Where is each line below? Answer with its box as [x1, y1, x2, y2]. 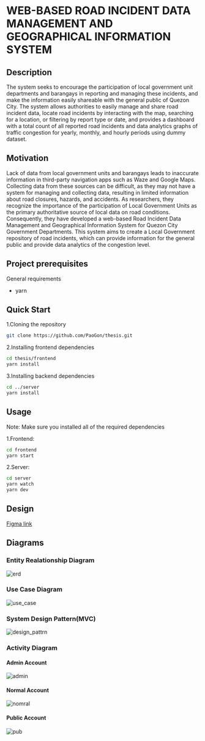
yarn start [6, 453, 34, 459]
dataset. [6, 135, 28, 143]
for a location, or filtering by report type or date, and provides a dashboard [6, 116, 195, 123]
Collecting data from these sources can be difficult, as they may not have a [6, 182, 196, 190]
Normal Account [6, 686, 49, 694]
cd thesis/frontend [6, 356, 56, 362]
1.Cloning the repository [6, 321, 66, 328]
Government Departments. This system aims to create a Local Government [6, 228, 195, 235]
